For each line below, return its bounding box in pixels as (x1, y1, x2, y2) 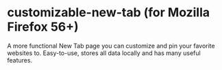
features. (7, 56, 33, 64)
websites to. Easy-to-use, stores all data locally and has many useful (7, 49, 201, 57)
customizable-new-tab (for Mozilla (7, 5, 210, 20)
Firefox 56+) (7, 19, 79, 35)
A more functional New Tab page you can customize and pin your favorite (7, 41, 215, 50)
